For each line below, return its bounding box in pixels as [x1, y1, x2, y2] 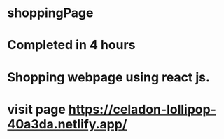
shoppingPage [7, 5, 94, 21]
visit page [7, 101, 66, 117]
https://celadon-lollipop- [68, 101, 217, 117]
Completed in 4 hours [7, 37, 136, 53]
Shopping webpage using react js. [7, 69, 210, 85]
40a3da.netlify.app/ [7, 116, 127, 132]
